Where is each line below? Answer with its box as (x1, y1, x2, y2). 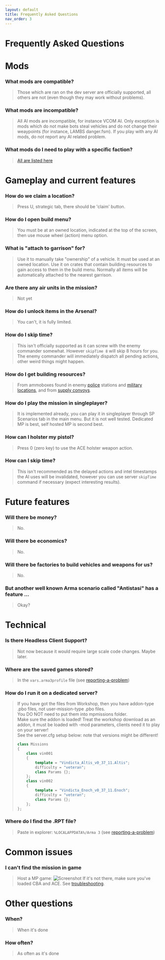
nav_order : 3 (5, 16, 32, 21)
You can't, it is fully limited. (17, 319, 72, 325)
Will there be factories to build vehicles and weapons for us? (5, 561, 153, 568)
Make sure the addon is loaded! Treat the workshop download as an (17, 717, 156, 723)
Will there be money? (5, 514, 57, 521)
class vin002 (26, 778, 53, 784)
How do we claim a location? (5, 192, 75, 199)
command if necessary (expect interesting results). (17, 479, 121, 485)
